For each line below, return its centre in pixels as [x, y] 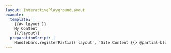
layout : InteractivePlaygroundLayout [45, 10]
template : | [23, 19]
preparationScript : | [33, 38]
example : [15, 15]
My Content [26, 29]
